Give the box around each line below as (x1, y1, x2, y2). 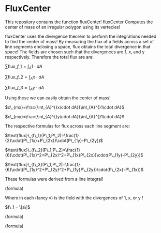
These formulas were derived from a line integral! (5, 176, 103, 182)
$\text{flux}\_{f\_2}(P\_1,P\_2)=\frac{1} (5, 147, 81, 153)
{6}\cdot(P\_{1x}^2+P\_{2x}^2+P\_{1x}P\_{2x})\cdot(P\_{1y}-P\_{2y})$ (5, 152, 144, 158)
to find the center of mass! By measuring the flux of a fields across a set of (5, 38, 154, 44)
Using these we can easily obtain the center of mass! (5, 95, 111, 101)
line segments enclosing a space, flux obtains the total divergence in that (5, 44, 151, 49)
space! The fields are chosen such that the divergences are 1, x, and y (5, 49, 145, 55)
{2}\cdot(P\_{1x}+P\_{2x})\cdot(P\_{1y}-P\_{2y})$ (5, 138, 103, 143)
